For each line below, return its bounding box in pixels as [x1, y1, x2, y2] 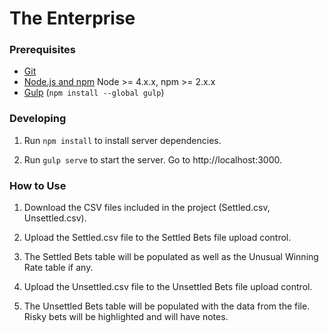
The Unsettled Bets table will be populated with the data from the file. [23, 300, 311, 312]
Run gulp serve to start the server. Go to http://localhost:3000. [23, 153, 282, 166]
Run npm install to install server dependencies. [23, 134, 222, 146]
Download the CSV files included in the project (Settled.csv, [23, 202, 271, 214]
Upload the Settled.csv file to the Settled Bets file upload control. [23, 232, 292, 244]
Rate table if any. [23, 262, 94, 274]
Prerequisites [9, 43, 76, 57]
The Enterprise [9, 7, 136, 30]
